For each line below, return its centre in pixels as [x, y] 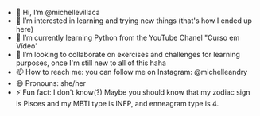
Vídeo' [26, 46]
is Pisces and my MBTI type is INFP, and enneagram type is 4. [117, 104]
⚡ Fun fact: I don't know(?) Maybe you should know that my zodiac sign [133, 92]
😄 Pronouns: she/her [50, 83]
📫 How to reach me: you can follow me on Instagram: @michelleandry [132, 72]
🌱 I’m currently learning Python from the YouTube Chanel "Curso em [128, 37]
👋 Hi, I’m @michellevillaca [58, 12]
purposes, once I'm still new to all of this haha [91, 63]
